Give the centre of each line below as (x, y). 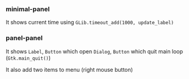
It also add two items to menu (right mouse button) (70, 69)
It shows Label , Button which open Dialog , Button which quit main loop (94, 51)
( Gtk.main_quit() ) (28, 58)
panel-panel (24, 38)
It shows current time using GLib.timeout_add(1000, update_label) (90, 22)
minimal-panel (28, 9)
